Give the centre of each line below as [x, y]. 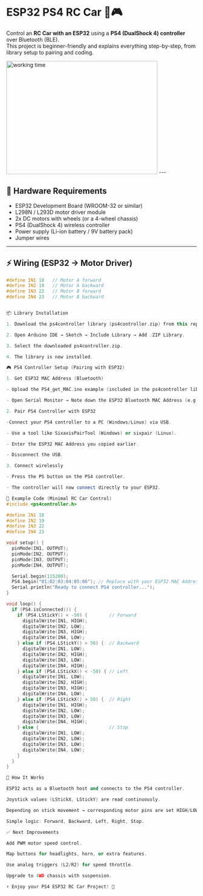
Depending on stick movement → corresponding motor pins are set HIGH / [98, 810]
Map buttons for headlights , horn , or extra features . [77, 854]
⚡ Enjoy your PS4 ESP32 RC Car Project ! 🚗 [60, 887]
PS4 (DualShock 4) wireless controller [63, 225]
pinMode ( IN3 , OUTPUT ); [40, 559]
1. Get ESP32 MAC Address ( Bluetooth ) [55, 379]
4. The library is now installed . [50, 357]
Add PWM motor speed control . [44, 843]
